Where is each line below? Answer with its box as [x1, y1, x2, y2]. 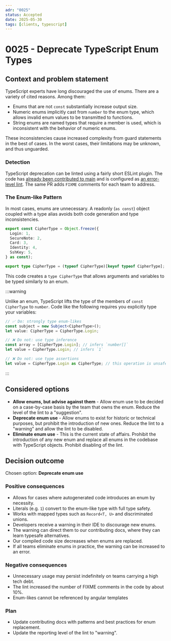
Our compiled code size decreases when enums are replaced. [12, 537, 144, 544]
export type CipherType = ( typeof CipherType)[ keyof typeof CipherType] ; [5, 264, 165, 269]
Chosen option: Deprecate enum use [5, 470, 84, 476]
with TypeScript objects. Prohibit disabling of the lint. [12, 442, 124, 448]
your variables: [5, 309, 37, 315]
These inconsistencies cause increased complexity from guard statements [5, 135, 162, 141]
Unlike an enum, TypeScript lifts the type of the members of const [5, 298, 144, 304]
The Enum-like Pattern [5, 194, 62, 201]
